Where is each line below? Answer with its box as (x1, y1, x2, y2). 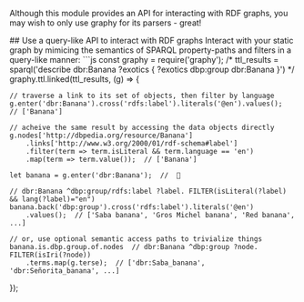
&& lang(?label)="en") (9, 195, 96, 204)
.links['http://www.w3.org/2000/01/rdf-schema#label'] (25, 139, 238, 148)
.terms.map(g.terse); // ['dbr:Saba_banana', (25, 258, 206, 267)
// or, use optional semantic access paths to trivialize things (9, 235, 262, 244)
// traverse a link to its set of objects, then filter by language (9, 91, 275, 100)
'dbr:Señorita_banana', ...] (9, 267, 120, 276)
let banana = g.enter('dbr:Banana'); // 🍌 (9, 171, 181, 180)
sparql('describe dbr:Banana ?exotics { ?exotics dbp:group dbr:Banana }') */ (9, 64, 295, 75)
